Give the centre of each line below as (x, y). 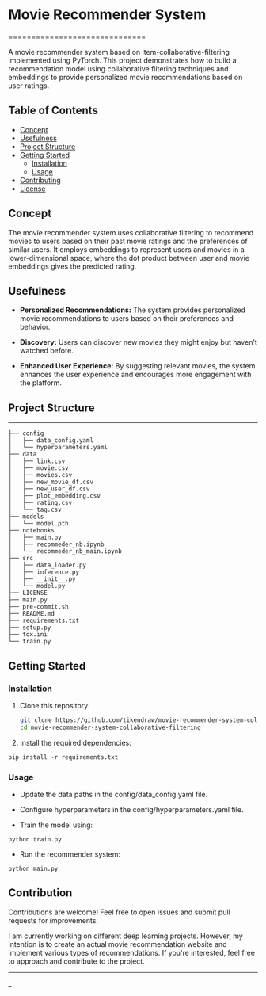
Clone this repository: (55, 705)
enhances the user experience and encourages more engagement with (135, 375)
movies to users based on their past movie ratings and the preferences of (128, 241)
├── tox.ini (28, 635)
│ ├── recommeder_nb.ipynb (56, 544)
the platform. (40, 383)
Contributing (40, 180)
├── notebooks (32, 531)
